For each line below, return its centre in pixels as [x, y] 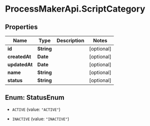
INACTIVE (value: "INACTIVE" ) [41, 119]
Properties [21, 27]
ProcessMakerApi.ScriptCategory [75, 9]
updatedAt [20, 64]
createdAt [19, 57]
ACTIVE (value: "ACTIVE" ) [36, 109]
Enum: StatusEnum [35, 98]
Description [70, 41]
